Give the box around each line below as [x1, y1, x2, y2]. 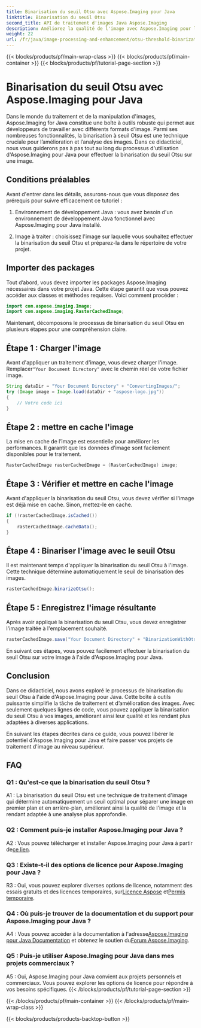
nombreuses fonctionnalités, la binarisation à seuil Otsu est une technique [6, 132, 188, 139]
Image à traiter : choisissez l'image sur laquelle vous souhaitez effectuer [14, 233, 193, 240]
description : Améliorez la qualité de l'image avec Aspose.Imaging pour [6, 25, 191, 32]
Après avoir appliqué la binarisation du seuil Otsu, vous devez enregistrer [6, 619, 187, 625]
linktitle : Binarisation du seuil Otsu [6, 14, 106, 20]
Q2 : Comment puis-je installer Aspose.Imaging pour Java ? [6, 826, 184, 834]
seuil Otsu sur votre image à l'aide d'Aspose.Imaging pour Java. [6, 653, 163, 661]
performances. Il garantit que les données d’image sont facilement [6, 444, 170, 452]
